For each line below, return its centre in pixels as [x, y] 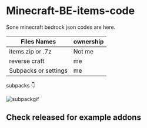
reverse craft [27, 61]
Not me [83, 51]
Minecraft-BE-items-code [71, 11]
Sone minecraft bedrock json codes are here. [61, 27]
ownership [88, 41]
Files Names [38, 41]
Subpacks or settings [38, 70]
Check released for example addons [73, 118]
